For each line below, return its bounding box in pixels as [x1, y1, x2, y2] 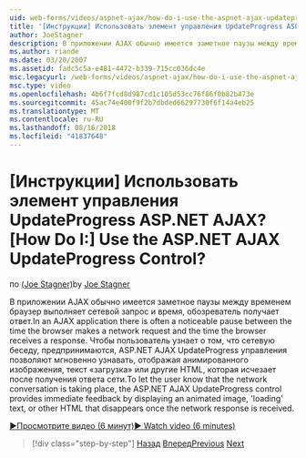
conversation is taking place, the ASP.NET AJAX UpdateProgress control [9, 383, 282, 394]
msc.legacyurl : [9, 73, 67, 82]
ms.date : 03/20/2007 [9, 56, 88, 65]
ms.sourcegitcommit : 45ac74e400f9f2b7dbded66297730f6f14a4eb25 [9, 97, 255, 107]
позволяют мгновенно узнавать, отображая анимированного [9, 354, 249, 365]
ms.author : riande [9, 47, 79, 56]
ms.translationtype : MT [9, 107, 100, 116]
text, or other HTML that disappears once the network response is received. [9, 402, 295, 413]
